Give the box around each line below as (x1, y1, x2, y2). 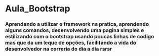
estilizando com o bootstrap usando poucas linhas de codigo (5, 33, 154, 40)
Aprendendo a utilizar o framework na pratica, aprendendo (5, 21, 149, 28)
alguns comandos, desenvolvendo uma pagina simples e (5, 27, 144, 34)
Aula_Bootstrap (5, 3, 71, 14)
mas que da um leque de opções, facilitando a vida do (5, 39, 137, 46)
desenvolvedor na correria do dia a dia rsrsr (5, 46, 112, 53)
